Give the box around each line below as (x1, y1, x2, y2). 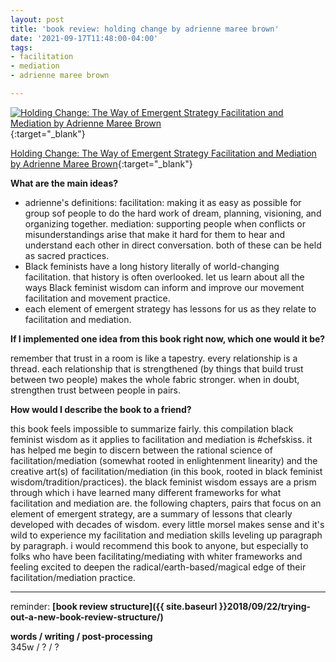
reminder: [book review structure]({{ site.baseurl (10, 600, 218, 612)
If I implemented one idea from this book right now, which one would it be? (10, 332, 326, 345)
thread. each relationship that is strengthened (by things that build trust (10, 362, 304, 375)
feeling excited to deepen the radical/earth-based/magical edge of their (10, 561, 307, 573)
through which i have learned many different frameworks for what (10, 486, 282, 498)
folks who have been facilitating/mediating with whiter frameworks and (10, 550, 303, 562)
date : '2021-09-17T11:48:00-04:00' (10, 33, 159, 43)
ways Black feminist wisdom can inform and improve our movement (24, 281, 305, 293)
